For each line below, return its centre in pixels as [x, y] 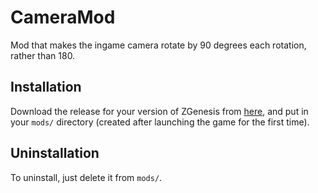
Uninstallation [55, 153]
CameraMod [63, 17]
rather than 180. [43, 55]
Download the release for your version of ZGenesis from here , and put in [159, 111]
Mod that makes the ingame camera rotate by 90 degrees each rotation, [158, 45]
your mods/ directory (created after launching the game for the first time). [160, 122]
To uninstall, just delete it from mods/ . [86, 177]
